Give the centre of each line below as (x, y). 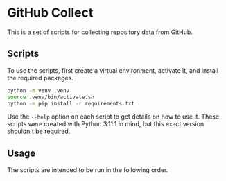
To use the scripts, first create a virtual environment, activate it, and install (113, 70)
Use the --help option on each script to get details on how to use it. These (113, 117)
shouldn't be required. (39, 131)
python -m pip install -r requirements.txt (71, 103)
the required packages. (41, 78)
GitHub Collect (50, 13)
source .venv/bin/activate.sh (51, 97)
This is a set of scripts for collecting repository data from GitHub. (100, 32)
